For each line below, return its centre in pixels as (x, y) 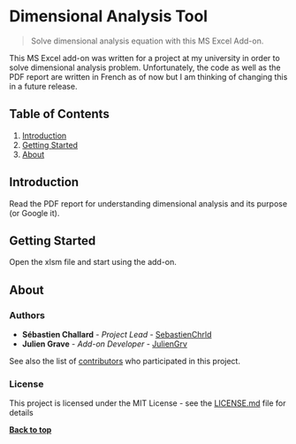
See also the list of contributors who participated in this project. (125, 362)
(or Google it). (34, 213)
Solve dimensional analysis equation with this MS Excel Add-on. (147, 41)
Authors (27, 315)
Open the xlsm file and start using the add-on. (93, 262)
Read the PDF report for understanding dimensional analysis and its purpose (148, 203)
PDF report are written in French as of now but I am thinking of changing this (148, 76)
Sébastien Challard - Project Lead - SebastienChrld (117, 335)
